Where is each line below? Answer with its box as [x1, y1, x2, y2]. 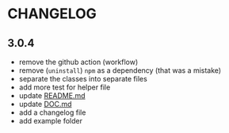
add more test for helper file [18, 82, 111, 92]
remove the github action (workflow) [18, 57, 139, 66]
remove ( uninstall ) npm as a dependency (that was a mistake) [18, 66, 222, 75]
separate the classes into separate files [18, 74, 147, 83]
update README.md [18, 91, 86, 100]
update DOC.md [18, 100, 72, 108]
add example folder [18, 116, 82, 125]
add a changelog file [18, 108, 86, 117]
